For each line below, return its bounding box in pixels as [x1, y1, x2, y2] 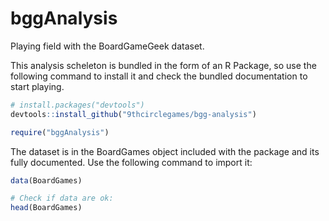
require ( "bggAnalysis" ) [10, 127, 110, 137]
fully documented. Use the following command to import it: [10, 156, 253, 168]
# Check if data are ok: [10, 193, 114, 204]
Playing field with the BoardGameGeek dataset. [10, 40, 205, 52]
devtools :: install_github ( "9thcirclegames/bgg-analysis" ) [10, 109, 257, 119]
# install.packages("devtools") [10, 100, 145, 110]
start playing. [10, 80, 65, 92]
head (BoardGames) [10, 203, 83, 213]
